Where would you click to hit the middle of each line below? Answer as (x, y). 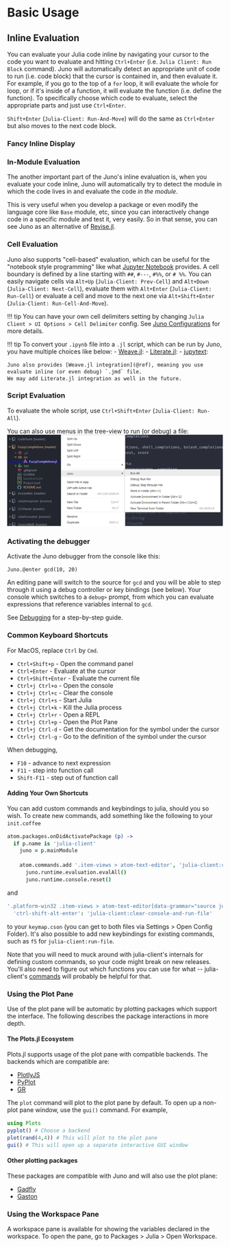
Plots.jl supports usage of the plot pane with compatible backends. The (107, 1054)
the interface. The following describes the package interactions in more (108, 1016)
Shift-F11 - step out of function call (67, 777)
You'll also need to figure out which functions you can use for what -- (105, 969)
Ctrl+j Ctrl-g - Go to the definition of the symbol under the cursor (112, 736)
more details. (26, 331)
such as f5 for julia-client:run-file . (61, 941)
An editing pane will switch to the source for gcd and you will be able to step (114, 582)
